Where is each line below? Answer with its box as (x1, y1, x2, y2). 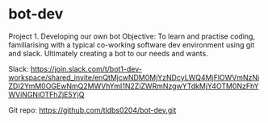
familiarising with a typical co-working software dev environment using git (8, 39, 255, 49)
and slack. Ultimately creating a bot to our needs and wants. (8, 48, 208, 58)
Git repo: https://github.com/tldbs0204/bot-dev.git (8, 105, 177, 115)
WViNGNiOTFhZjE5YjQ (8, 89, 85, 99)
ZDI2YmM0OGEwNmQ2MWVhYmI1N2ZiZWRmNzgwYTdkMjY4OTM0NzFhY (8, 81, 259, 91)
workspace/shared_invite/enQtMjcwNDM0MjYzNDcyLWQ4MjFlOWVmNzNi (8, 72, 260, 82)
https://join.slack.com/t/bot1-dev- (30, 64, 143, 73)
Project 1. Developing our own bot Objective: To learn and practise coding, (8, 31, 256, 41)
